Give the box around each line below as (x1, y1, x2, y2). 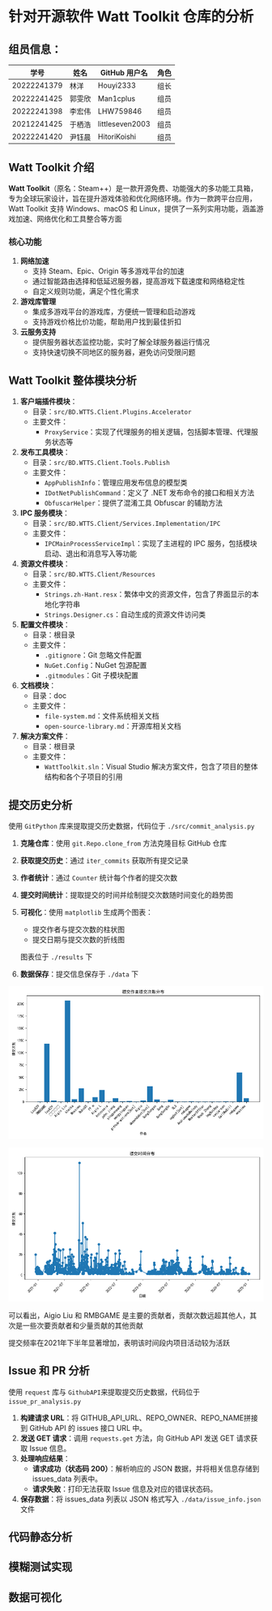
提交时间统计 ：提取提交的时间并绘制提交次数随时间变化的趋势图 (19, 889, 233, 899)
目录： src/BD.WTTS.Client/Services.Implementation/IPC (32, 519, 221, 528)
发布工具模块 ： (19, 447, 70, 457)
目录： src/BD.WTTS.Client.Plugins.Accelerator (32, 407, 192, 416)
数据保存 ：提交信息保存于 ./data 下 (19, 969, 139, 979)
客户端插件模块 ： (19, 397, 78, 407)
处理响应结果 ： (19, 1454, 70, 1463)
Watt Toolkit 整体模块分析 (8, 373, 138, 387)
